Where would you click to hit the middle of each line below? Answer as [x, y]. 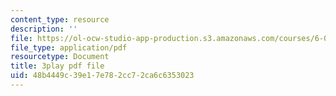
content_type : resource [60, 19]
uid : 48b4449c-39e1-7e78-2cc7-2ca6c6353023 [102, 76]
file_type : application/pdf [69, 47]
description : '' [44, 29]
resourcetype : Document [60, 57]
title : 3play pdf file [57, 66]
